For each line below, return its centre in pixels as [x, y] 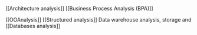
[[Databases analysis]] [33, 26]
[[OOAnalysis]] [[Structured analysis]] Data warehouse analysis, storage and [98, 20]
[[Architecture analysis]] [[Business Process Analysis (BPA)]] [80, 8]
